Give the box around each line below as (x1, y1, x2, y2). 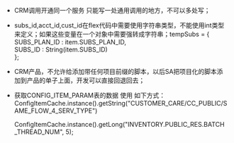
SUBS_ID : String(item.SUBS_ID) (13, 45, 108, 54)
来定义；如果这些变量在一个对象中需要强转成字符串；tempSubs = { (13, 30, 210, 38)
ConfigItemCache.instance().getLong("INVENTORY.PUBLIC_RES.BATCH (13, 120, 225, 128)
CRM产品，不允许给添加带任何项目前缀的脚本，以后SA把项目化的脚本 (13, 68, 218, 75)
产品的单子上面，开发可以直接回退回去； (26, 76, 145, 85)
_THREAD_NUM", (13, 128, 65, 136)
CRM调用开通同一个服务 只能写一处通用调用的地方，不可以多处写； (13, 6, 211, 14)
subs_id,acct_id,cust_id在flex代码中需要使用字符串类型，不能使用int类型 (13, 21, 225, 30)
